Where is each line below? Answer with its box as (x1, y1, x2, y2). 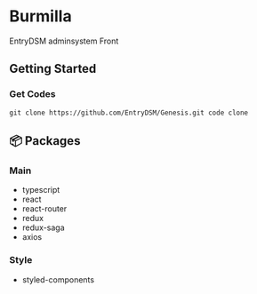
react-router (21, 203, 68, 214)
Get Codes (9, 88, 56, 100)
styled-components (21, 274, 95, 285)
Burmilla (9, 6, 73, 27)
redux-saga (21, 222, 65, 233)
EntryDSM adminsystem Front (9, 36, 119, 46)
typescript (21, 185, 60, 195)
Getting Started (9, 61, 97, 76)
